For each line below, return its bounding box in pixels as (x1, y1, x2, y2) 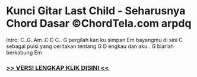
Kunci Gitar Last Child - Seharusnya (6, 4, 186, 18)
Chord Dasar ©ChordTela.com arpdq (6, 17, 192, 30)
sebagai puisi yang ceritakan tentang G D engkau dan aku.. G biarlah (6, 43, 174, 50)
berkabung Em (6, 49, 43, 56)
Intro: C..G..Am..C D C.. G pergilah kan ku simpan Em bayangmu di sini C (6, 36, 183, 43)
